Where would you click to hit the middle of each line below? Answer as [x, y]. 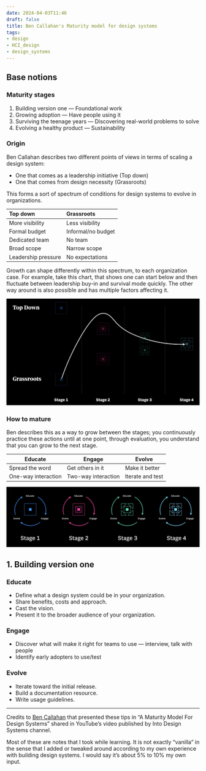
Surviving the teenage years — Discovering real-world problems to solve [107, 121]
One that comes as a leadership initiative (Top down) [82, 175]
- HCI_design [23, 45]
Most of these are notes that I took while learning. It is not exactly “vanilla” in [103, 742]
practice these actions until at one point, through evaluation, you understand [103, 439]
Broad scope [25, 248]
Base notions [32, 78]
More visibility [27, 223]
